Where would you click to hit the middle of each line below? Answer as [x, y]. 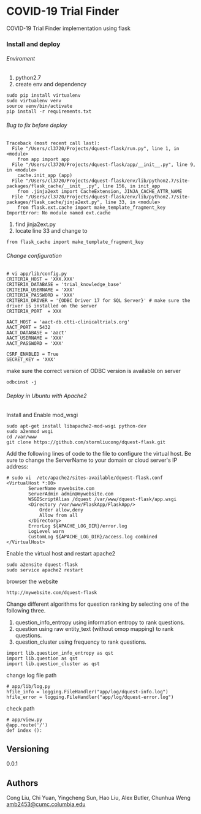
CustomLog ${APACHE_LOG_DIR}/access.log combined [93, 537]
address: [17, 466]
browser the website [32, 581]
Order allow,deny [61, 510]
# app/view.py [25, 720]
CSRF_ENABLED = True [33, 354]
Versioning [28, 749]
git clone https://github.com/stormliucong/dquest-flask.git [86, 442]
